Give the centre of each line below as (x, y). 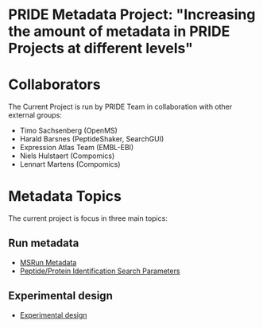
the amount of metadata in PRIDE (119, 31)
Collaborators (54, 85)
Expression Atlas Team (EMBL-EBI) (77, 148)
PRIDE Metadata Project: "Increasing (132, 15)
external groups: (35, 115)
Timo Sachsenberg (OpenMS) (68, 131)
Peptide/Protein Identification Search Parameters (100, 271)
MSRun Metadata (48, 262)
